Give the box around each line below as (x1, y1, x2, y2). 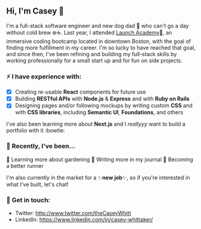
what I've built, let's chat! (6, 181, 69, 188)
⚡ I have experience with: (6, 72, 81, 80)
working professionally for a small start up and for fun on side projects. (6, 57, 183, 64)
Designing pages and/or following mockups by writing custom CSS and (14, 102, 193, 109)
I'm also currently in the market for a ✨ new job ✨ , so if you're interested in (6, 173, 190, 181)
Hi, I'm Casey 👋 (6, 6, 65, 16)
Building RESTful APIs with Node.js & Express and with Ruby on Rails (14, 95, 190, 103)
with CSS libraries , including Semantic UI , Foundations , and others (14, 109, 183, 116)
